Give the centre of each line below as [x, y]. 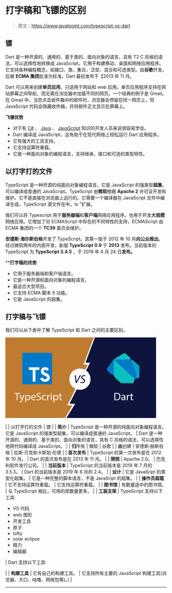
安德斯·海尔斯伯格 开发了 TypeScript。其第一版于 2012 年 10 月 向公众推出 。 [84, 239]
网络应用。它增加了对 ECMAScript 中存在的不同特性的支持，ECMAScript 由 [84, 221]
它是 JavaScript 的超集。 [39, 299]
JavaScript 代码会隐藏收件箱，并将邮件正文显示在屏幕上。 [67, 106]
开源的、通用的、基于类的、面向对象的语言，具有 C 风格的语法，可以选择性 [84, 440]
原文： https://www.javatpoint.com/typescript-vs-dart [74, 26]
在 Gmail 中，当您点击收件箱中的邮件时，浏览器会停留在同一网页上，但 [80, 100]
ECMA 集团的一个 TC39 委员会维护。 [45, 228]
